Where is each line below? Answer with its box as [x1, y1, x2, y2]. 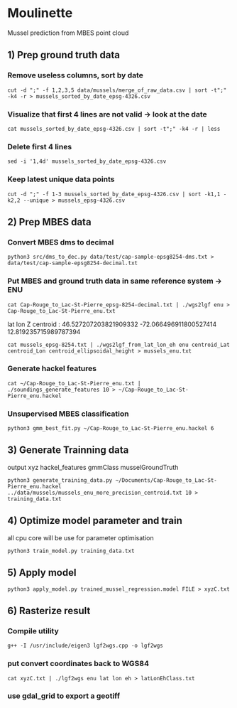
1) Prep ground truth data [7, 49, 121, 61]
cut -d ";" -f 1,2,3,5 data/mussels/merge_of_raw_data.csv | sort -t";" [7, 87, 227, 94]
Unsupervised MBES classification [7, 409, 129, 419]
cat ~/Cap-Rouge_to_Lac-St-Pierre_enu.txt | [7, 380, 141, 387]
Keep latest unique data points [7, 174, 115, 184]
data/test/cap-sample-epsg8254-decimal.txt [7, 259, 138, 267]
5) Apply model [7, 567, 77, 579]
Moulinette [7, 5, 73, 21]
